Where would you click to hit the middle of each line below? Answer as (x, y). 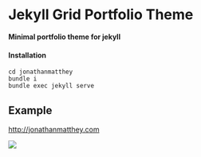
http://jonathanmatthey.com (54, 129)
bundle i (23, 79)
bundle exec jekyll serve (51, 86)
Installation (27, 55)
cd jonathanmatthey (41, 72)
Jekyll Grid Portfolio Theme (101, 15)
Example (30, 110)
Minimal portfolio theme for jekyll (65, 37)
